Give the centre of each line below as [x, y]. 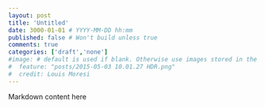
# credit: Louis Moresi [49, 74]
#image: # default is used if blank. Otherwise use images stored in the [133, 60]
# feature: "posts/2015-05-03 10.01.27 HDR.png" [92, 67]
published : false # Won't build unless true [83, 37]
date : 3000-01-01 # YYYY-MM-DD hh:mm [71, 30]
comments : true [33, 45]
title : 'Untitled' [38, 23]
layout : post [30, 15]
